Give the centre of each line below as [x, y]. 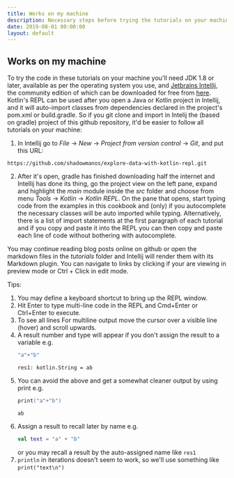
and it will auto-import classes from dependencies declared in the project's [115, 108]
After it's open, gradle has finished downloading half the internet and [116, 176]
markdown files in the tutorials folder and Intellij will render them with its [110, 256]
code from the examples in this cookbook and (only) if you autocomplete [122, 206]
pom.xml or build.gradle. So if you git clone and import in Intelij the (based [114, 115]
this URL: [30, 151]
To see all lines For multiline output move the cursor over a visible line [117, 320]
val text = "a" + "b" [49, 439]
